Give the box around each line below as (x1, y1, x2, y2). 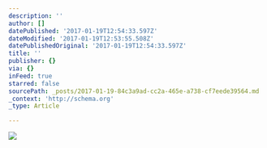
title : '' (8, 49, 42, 57)
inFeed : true (8, 72, 53, 80)
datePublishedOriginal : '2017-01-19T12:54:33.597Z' (8, 42, 187, 50)
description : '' (8, 11, 63, 20)
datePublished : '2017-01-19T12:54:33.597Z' (8, 27, 158, 35)
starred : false (8, 79, 60, 87)
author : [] (8, 19, 45, 27)
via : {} (8, 65, 35, 73)
